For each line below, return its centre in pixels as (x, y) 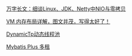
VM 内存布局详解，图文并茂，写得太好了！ (58, 21)
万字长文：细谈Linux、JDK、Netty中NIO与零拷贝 (66, 9)
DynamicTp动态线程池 (33, 34)
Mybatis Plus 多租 (28, 47)
